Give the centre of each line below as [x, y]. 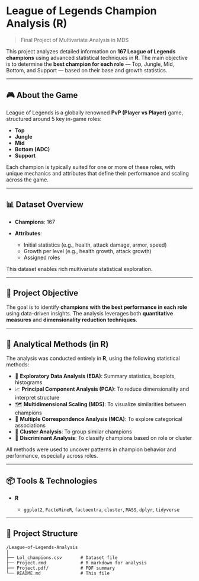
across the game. [27, 180]
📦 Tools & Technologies [52, 481]
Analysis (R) [37, 23]
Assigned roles [42, 257]
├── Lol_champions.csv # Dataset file [62, 558]
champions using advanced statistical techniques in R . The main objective [97, 58]
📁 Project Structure [42, 534]
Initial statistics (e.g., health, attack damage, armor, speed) [95, 245]
